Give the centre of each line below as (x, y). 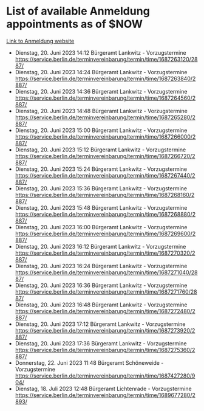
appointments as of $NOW (75, 24)
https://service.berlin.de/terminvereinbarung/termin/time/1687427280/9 (105, 376)
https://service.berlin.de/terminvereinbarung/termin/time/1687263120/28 (107, 59)
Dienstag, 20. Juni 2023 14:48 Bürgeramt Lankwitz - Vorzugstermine (101, 111)
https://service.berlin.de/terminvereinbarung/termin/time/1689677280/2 (105, 395)
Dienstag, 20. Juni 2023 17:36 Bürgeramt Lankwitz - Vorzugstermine (101, 343)
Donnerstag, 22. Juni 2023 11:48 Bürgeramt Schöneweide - (89, 362)
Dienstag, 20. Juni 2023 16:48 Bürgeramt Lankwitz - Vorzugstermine (101, 305)
